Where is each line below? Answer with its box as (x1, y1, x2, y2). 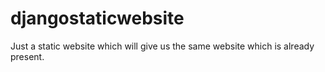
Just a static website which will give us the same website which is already (10, 40, 315, 52)
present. (10, 50, 45, 62)
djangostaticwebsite (10, 7, 185, 30)
